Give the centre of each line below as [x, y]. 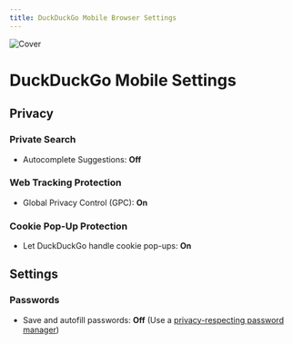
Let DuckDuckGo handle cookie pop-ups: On [107, 246]
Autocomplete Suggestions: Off [82, 159]
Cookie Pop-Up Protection [69, 226]
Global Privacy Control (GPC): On [85, 202]
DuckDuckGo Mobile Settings [123, 80]
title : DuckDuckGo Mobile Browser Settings [93, 18]
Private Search [43, 140]
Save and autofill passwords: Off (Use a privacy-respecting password [153, 319]
